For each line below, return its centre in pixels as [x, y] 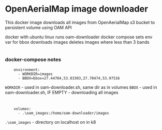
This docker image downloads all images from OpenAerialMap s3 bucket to [80, 22]
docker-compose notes [33, 60]
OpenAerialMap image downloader [77, 9]
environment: [27, 70]
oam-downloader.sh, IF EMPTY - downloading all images [62, 92]
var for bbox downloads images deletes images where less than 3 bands [77, 42]
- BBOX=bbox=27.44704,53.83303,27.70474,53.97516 [69, 78]
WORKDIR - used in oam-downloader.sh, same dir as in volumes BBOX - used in [81, 87]
